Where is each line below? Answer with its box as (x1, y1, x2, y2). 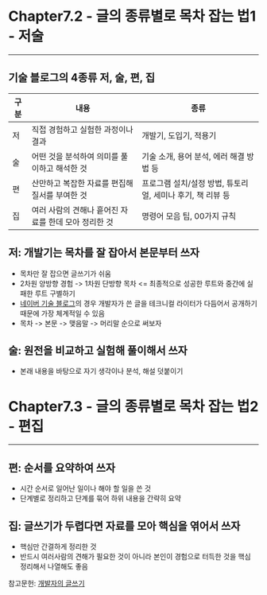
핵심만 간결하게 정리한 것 (19, 542, 97, 551)
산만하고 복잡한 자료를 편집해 (31, 177, 133, 189)
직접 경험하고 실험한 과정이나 (31, 124, 133, 135)
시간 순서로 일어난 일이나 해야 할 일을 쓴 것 (19, 484, 152, 493)
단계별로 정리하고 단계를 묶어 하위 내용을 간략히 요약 (19, 494, 181, 504)
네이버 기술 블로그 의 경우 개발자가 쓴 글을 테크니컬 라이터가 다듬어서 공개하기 (19, 298, 258, 308)
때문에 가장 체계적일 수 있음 (19, 308, 106, 318)
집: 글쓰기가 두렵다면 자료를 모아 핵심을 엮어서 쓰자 (8, 519, 241, 533)
